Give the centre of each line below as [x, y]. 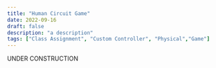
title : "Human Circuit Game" [49, 13]
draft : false [26, 26]
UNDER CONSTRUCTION [43, 58]
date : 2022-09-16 [32, 20]
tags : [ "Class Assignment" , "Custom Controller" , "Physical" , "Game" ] [109, 39]
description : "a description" [50, 33]
